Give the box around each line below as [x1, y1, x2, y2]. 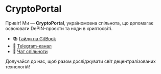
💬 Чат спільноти [12, 48, 48, 54]
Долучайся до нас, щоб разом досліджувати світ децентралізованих [5, 58, 156, 64]
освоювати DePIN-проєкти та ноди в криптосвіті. [5, 25, 113, 31]
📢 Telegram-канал [12, 43, 52, 49]
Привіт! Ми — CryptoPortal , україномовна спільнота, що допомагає [5, 20, 154, 26]
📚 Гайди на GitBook [12, 35, 56, 41]
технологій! [5, 63, 30, 69]
